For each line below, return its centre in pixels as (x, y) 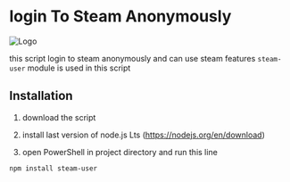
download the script (59, 117)
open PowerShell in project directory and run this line (120, 152)
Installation (41, 96)
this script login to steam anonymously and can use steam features (133, 58)
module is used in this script (79, 68)
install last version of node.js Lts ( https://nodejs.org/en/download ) (143, 135)
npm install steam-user (54, 168)
